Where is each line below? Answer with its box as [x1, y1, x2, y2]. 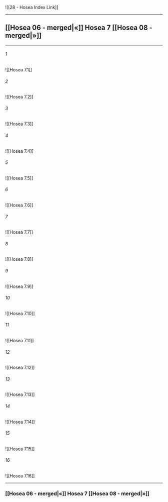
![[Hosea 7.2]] [5, 94, 33, 100]
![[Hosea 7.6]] [5, 202, 33, 208]
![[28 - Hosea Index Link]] [5, 5, 58, 10]
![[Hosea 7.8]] [5, 256, 33, 262]
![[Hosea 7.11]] [5, 338, 34, 344]
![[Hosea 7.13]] [5, 391, 35, 397]
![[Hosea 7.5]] [5, 175, 33, 181]
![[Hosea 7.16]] [5, 473, 35, 479]
